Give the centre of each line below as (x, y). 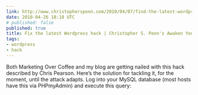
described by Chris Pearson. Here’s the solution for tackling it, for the (90, 73)
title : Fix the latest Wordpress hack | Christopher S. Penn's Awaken (95, 34)
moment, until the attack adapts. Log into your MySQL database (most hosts (99, 79)
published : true (26, 28)
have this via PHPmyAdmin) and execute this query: (69, 86)
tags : (13, 39)
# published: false (30, 22)
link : (13, 12)
